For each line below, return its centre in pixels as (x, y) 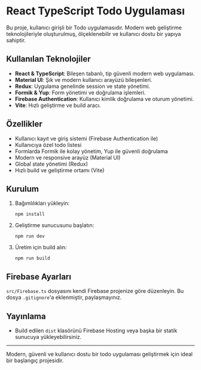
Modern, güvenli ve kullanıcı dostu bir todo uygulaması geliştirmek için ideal (100, 354)
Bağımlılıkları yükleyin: (42, 203)
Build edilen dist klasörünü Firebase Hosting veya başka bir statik (96, 331)
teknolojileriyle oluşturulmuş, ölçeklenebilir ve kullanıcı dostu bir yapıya (94, 33)
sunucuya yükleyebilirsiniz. (48, 337)
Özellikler (25, 124)
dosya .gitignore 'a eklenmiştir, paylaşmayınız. (64, 298)
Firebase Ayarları (39, 276)
